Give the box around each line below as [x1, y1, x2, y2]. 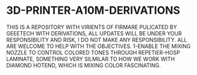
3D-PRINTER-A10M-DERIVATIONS [6, 4, 181, 17]
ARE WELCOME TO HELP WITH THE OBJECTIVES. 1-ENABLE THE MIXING [6, 43, 191, 50]
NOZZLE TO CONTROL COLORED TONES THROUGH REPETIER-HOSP [6, 49, 181, 56]
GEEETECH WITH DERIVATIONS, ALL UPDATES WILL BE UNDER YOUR [6, 29, 182, 37]
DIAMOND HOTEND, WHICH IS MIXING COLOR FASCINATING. [6, 61, 161, 69]
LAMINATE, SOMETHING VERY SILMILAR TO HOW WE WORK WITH [6, 55, 175, 62]
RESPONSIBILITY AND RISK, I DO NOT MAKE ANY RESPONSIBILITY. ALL [6, 36, 187, 43]
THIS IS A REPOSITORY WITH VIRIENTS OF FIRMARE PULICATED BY [6, 23, 177, 31]
